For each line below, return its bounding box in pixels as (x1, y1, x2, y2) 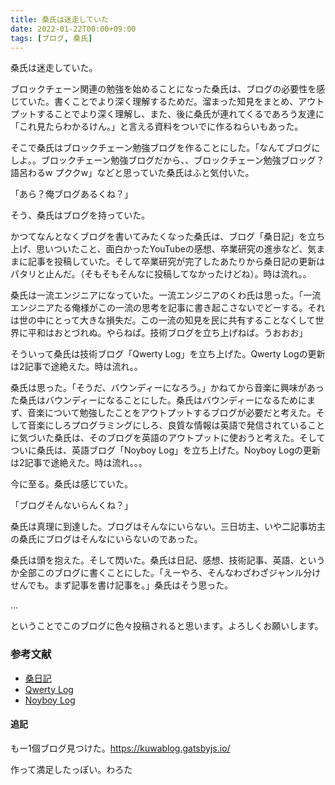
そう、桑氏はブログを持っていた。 (10, 209, 151, 221)
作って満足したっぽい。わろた (10, 763, 133, 775)
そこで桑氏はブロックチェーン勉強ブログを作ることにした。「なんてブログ (10, 142, 312, 154)
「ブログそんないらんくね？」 (10, 499, 133, 511)
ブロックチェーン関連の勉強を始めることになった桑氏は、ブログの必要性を (10, 83, 317, 95)
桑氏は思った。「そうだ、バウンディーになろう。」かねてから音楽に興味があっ (10, 382, 325, 394)
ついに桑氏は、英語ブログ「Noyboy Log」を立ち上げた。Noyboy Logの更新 (10, 444, 322, 456)
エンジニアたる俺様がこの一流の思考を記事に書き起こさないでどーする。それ (10, 302, 326, 314)
